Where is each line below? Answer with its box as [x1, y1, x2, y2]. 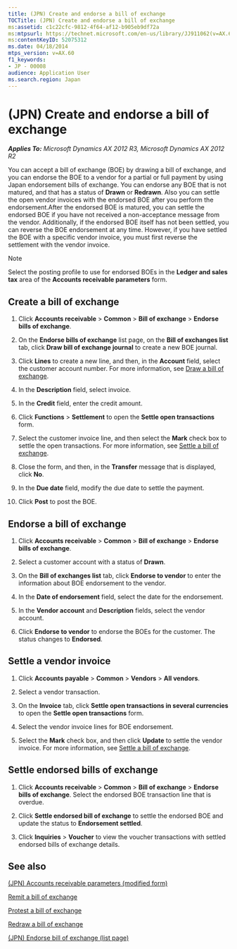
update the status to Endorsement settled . [18, 819, 143, 827]
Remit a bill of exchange [8, 893, 78, 901]
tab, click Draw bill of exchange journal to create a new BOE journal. [18, 343, 218, 352]
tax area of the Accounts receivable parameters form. [8, 276, 167, 284]
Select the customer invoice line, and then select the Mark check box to [18, 434, 227, 443]
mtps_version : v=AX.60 [8, 50, 75, 57]
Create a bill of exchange [8, 295, 120, 307]
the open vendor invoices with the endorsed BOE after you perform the [8, 195, 214, 204]
